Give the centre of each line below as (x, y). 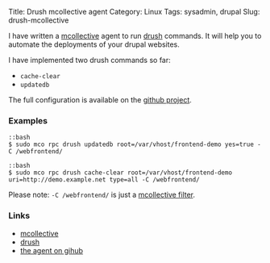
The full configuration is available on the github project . (100, 100)
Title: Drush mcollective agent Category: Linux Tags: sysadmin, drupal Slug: (134, 12)
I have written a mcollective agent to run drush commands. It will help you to (135, 36)
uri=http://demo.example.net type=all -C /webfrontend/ (104, 180)
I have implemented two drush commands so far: (89, 60)
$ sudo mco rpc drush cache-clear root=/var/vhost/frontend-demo (120, 173)
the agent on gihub (51, 250)
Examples (28, 120)
